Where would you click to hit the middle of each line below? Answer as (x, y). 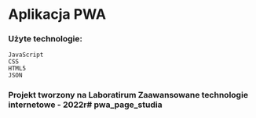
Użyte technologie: (45, 39)
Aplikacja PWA (57, 14)
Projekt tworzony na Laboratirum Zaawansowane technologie (128, 95)
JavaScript (26, 55)
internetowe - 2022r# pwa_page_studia (85, 105)
